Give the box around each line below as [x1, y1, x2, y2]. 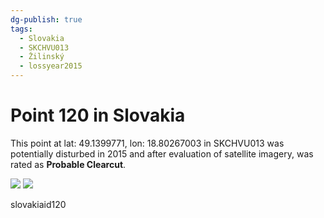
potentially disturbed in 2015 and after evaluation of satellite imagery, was [10, 147, 314, 160]
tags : [10, 24, 33, 34]
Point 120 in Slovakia [10, 104, 186, 127]
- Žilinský [19, 52, 65, 62]
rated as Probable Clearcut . [10, 158, 127, 170]
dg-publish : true [10, 14, 83, 25]
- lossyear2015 [19, 61, 83, 71]
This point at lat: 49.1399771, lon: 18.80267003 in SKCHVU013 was [10, 137, 285, 149]
